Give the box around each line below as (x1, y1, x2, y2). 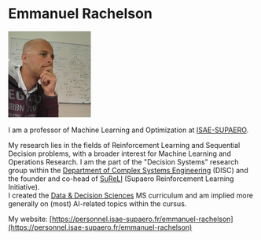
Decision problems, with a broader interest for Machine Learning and (8, 149, 232, 158)
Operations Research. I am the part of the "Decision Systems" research (8, 157, 239, 166)
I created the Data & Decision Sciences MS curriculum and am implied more (8, 190, 254, 200)
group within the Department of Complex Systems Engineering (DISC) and (8, 165, 249, 175)
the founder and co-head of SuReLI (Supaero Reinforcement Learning (8, 174, 234, 183)
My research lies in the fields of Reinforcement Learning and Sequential (8, 140, 241, 150)
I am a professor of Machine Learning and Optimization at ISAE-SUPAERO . (8, 125, 249, 135)
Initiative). (8, 182, 40, 191)
